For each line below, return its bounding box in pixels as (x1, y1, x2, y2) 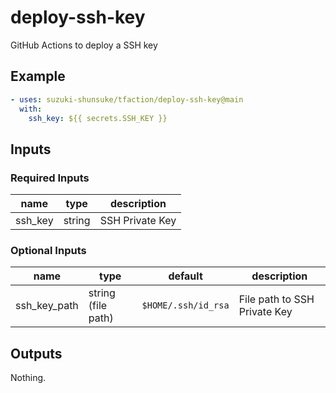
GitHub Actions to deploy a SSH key (10, 39, 158, 51)
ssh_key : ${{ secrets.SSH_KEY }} (28, 113, 168, 123)
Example (10, 68, 66, 85)
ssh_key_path (15, 299, 79, 313)
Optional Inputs (10, 243, 87, 257)
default (168, 269, 203, 283)
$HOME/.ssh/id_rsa (141, 300, 230, 311)
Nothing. (10, 372, 47, 384)
